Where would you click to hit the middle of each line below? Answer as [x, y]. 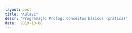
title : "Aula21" [22, 14]
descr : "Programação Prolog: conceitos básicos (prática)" [66, 18]
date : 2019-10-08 [24, 23]
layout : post [18, 9]
